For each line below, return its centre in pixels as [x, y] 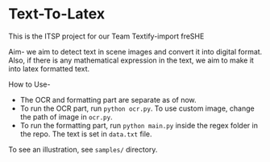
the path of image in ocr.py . [66, 116]
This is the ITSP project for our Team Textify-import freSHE [106, 36]
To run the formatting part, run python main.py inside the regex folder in [139, 125]
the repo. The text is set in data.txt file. [86, 134]
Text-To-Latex [57, 14]
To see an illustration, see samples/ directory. [83, 149]
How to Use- [29, 84]
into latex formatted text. [49, 68]
